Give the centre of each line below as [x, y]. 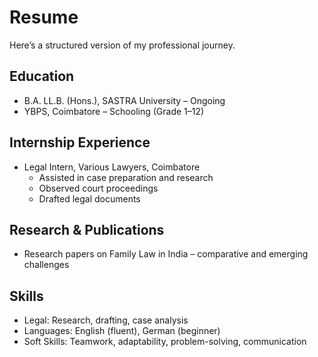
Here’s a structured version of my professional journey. [122, 45]
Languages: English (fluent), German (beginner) [122, 331]
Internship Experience [80, 142]
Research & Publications [87, 229]
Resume [44, 17]
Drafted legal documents [89, 198]
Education [42, 76]
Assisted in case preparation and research [126, 177]
